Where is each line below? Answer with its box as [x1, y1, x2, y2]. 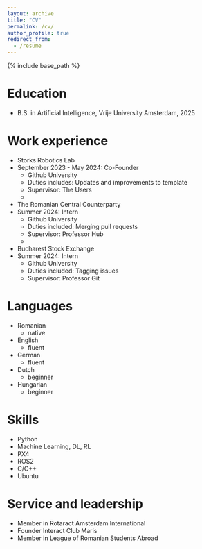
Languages [7, 298, 73, 314]
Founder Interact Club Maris [17, 526, 98, 534]
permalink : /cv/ [7, 23, 54, 30]
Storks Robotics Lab [17, 155, 75, 164]
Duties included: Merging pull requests [27, 222, 138, 230]
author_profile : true [7, 29, 70, 37]
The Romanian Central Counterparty [17, 200, 121, 208]
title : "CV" [7, 17, 42, 24]
